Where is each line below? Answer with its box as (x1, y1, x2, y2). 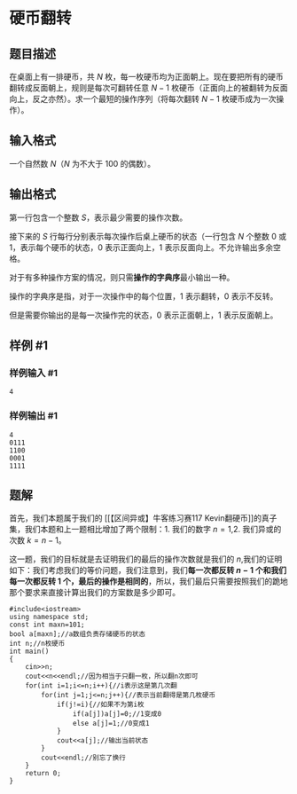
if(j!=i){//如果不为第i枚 (56, 700, 145, 710)
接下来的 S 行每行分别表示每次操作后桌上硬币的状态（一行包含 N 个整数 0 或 (9, 231, 286, 241)
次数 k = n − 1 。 (9, 535, 66, 546)
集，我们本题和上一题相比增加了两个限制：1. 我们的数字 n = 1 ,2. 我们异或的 (9, 524, 282, 535)
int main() (9, 647, 50, 656)
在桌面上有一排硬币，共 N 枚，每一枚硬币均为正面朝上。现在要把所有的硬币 (9, 72, 284, 82)
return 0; (25, 769, 62, 778)
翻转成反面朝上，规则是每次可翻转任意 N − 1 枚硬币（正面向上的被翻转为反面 (9, 83, 288, 93)
